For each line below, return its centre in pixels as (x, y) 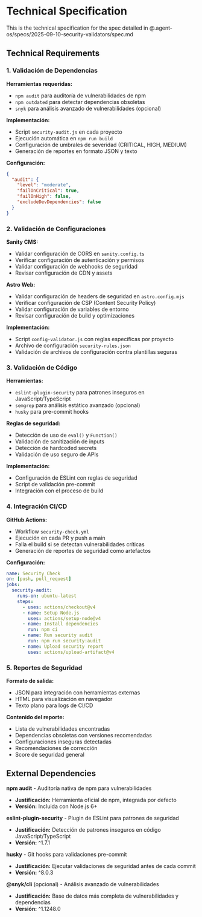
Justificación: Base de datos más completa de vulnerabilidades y (97, 896)
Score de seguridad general (49, 754)
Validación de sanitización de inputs (59, 442)
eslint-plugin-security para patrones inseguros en (80, 393)
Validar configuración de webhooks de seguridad (76, 266)
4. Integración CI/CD (37, 506)
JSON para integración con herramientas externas (77, 692)
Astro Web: (21, 284)
